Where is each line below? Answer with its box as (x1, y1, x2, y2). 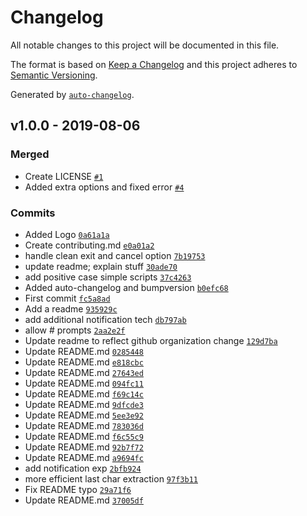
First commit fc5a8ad (24, 292, 111, 304)
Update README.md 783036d (24, 419, 144, 431)
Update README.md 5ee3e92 (24, 409, 144, 421)
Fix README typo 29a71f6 (24, 483, 132, 495)
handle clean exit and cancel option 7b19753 (24, 249, 206, 261)
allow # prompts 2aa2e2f (24, 324, 126, 336)
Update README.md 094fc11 (24, 377, 144, 389)
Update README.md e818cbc (24, 356, 144, 368)
